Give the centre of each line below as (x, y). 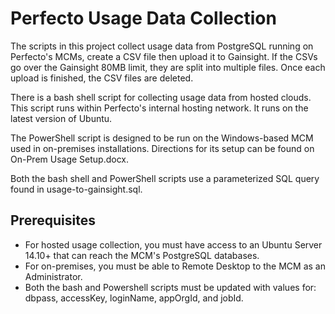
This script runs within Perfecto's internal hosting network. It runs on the (159, 108)
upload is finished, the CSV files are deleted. (102, 78)
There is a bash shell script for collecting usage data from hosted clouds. (161, 97)
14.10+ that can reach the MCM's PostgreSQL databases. (142, 255)
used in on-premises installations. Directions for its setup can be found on (162, 148)
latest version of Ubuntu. (61, 118)
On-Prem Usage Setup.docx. (70, 159)
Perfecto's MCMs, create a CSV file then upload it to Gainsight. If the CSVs (164, 56)
